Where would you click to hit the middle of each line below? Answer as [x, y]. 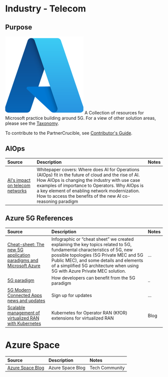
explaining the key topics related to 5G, [91, 244]
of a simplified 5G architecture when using [95, 266]
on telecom [19, 185]
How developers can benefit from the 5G [93, 278]
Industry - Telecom [46, 9]
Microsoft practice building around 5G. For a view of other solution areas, [81, 118]
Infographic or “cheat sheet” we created [93, 239]
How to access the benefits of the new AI [79, 196]
